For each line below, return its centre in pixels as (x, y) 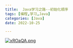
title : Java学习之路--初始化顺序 (37, 9)
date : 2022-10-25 (23, 23)
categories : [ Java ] (25, 18)
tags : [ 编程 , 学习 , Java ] (27, 14)
